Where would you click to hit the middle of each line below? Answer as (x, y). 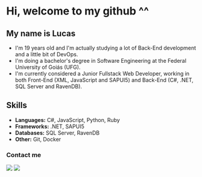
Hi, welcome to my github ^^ (78, 11)
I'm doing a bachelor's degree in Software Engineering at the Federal (101, 61)
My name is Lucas (41, 34)
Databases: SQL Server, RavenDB (57, 133)
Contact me (24, 155)
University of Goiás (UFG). (48, 67)
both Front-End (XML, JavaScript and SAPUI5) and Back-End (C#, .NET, (104, 80)
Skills (17, 105)
